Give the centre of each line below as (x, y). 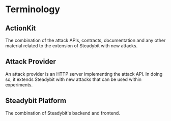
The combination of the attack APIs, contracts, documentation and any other (85, 40)
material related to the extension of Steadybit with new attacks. (72, 46)
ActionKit (21, 28)
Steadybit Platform (36, 101)
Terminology (33, 9)
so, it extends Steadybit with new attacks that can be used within (73, 79)
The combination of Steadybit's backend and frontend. (63, 113)
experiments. (19, 84)
